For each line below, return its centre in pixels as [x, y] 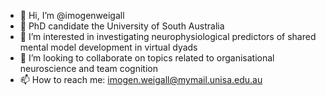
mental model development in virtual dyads [108, 47]
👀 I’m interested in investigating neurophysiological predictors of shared [168, 36]
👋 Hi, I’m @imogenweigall [72, 15]
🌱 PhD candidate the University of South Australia [122, 26]
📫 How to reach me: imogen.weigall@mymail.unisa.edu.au [141, 79]
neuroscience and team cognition [88, 68]
